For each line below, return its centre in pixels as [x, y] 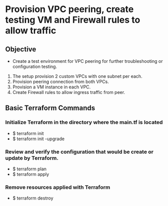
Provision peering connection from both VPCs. [61, 82]
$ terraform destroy [33, 198]
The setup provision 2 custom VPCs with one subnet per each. [77, 76]
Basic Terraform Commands [50, 108]
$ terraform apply [31, 174]
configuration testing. [35, 67]
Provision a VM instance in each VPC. [52, 87]
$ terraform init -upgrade [38, 139]
